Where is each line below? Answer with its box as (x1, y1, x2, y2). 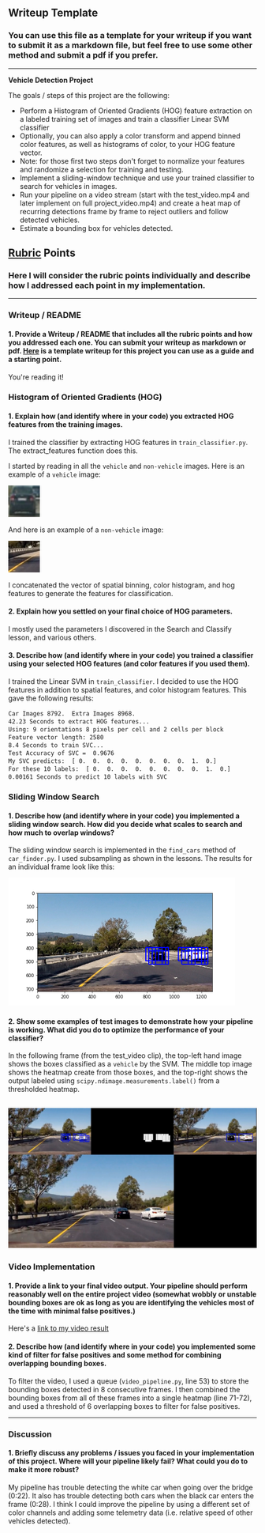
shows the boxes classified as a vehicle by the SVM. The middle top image (8, 1059, 252, 1069)
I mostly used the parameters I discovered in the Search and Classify (8, 624, 233, 633)
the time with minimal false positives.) (8, 1306, 136, 1316)
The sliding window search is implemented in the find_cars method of (8, 845, 237, 855)
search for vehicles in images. (19, 181, 118, 191)
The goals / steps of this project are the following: (8, 90, 170, 100)
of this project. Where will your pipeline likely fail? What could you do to (8, 1456, 248, 1466)
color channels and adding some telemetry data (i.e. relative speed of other (8, 1508, 254, 1517)
